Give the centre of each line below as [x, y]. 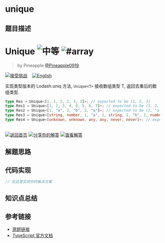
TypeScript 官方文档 [32, 236]
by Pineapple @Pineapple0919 [48, 65]
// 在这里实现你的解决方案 [29, 182]
